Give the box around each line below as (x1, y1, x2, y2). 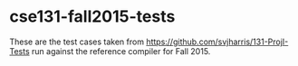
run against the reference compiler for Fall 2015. (31, 45, 211, 56)
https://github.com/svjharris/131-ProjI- (146, 36, 289, 47)
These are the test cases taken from (9, 36, 145, 47)
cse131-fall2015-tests (9, 6, 176, 27)
